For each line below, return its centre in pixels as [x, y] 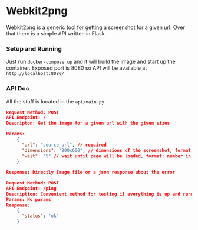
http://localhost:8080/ [35, 74]
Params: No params [29, 199]
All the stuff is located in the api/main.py [55, 101]
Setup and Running [34, 48]
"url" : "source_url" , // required [64, 145]
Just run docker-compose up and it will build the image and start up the [91, 62]
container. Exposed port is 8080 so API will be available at [77, 68]
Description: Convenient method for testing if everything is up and [93, 194]
